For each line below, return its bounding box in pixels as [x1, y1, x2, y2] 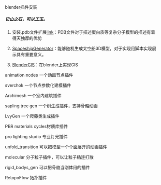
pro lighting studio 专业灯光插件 [5, 133, 68, 139]
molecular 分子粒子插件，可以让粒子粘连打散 [5, 154, 94, 160]
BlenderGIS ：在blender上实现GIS [12, 62, 78, 68]
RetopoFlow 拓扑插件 [5, 174, 47, 180]
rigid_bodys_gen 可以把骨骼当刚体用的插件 [5, 164, 90, 170]
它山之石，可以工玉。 [5, 16, 47, 22]
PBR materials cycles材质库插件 [5, 123, 68, 129]
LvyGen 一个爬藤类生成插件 [5, 113, 59, 119]
